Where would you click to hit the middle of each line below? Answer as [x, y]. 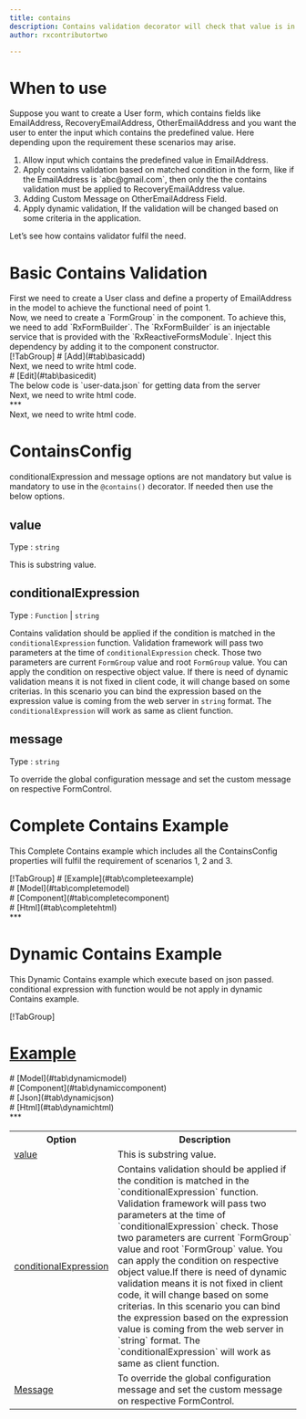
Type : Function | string [55, 615]
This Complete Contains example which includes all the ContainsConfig [143, 851]
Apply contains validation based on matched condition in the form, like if [158, 170]
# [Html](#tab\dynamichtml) [62, 1108]
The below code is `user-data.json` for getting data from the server [135, 385]
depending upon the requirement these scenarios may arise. [123, 142]
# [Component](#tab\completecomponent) [90, 898]
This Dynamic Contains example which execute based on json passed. [142, 979]
